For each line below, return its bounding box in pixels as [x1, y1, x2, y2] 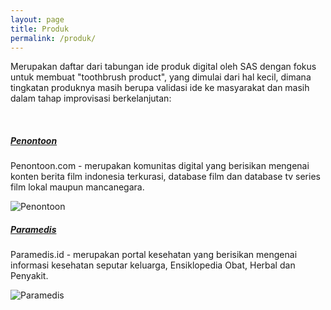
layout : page [10, 14, 65, 25]
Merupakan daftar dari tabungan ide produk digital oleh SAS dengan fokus [10, 61, 317, 73]
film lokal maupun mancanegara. [10, 181, 145, 193]
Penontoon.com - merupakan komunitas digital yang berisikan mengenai [10, 160, 310, 172]
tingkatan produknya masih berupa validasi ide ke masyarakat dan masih [10, 82, 310, 94]
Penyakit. [10, 270, 49, 282]
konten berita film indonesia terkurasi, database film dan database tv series [10, 171, 321, 183]
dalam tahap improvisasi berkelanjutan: [10, 92, 172, 105]
